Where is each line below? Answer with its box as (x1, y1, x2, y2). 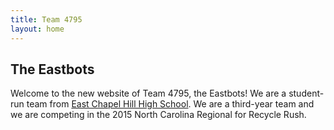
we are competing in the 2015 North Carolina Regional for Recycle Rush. (10, 109, 307, 121)
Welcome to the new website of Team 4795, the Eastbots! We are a (10, 87, 287, 100)
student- (288, 87, 325, 100)
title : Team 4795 (10, 14, 83, 25)
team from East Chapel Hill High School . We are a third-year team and (26, 98, 315, 110)
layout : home (10, 24, 65, 34)
